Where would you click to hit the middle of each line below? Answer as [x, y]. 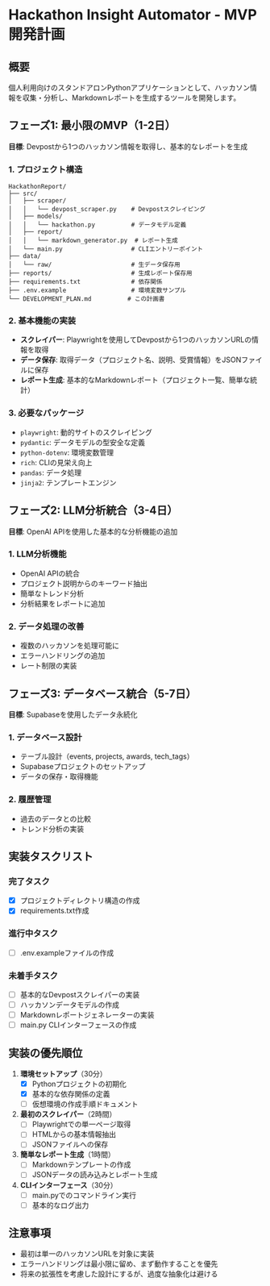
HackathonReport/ [37, 187]
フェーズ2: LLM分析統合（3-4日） [93, 511]
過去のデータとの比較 [55, 818]
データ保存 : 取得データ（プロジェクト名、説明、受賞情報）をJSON [131, 360]
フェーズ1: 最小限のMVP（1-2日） [92, 125]
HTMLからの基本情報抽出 [74, 1134]
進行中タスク [33, 934]
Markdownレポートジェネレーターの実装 [87, 1015]
